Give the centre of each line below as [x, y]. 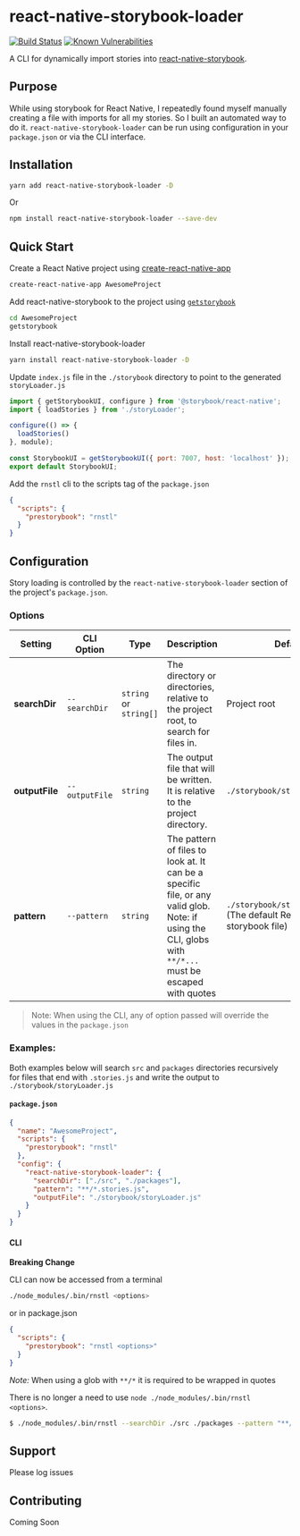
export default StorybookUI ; [63, 467]
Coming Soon [34, 1523]
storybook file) [257, 926]
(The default [252, 916]
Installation [41, 165]
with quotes [192, 993]
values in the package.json [80, 1025]
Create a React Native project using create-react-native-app [120, 268]
